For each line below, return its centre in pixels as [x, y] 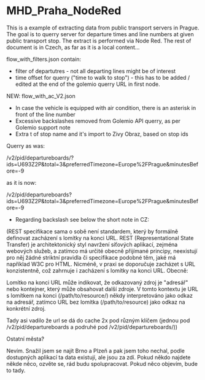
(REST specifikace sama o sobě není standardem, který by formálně [92, 231]
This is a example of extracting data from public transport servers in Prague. [103, 28]
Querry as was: [25, 145]
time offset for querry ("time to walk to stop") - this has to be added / [102, 77]
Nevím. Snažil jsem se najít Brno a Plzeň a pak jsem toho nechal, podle [96, 351]
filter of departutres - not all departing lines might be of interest [95, 71]
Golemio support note [43, 127]
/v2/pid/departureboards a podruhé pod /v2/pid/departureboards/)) [92, 327]
